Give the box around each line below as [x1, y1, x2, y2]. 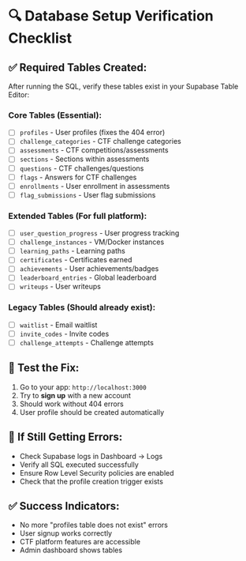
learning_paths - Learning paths [19, 247, 126, 256]
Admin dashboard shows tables [19, 545, 123, 555]
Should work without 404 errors [19, 399, 124, 409]
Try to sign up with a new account [19, 390, 132, 400]
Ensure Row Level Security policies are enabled [19, 468, 175, 477]
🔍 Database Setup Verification [8, 7, 214, 25]
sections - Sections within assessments [19, 154, 150, 164]
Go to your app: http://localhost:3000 [19, 382, 147, 392]
